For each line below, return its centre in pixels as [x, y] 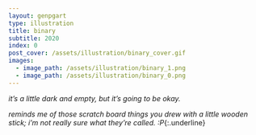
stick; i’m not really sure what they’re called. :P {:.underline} [107, 122]
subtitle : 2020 [34, 38]
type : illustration [41, 23]
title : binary [32, 31]
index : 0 [23, 46]
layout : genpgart [38, 16]
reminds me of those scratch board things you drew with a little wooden [128, 114]
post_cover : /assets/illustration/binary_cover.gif [97, 53]
